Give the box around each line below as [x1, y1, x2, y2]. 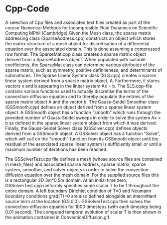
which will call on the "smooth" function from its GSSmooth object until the [5, 135, 159, 142]
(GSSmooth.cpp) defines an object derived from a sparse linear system [5, 104, 152, 110]
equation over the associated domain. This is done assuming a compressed [5, 46, 161, 52]
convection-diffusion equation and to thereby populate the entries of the [5, 93, 154, 100]
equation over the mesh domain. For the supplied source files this [24, 172, 159, 178]
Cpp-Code [5, 3, 50, 14]
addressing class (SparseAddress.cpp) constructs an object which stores [5, 35, 156, 41]
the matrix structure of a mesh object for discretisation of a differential [5, 40, 150, 46]
